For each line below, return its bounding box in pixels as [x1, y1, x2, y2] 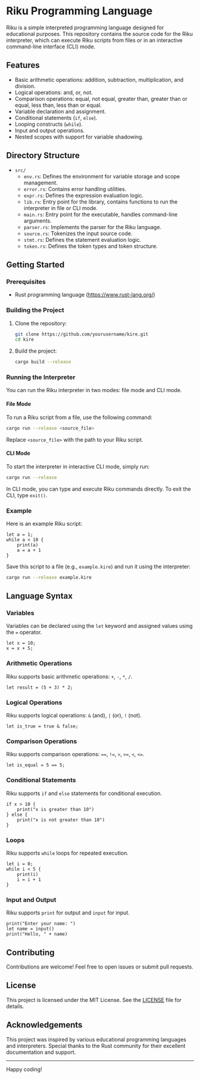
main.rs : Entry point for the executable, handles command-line [23, 211, 178, 218]
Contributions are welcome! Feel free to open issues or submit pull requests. [6, 963, 193, 970]
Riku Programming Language [6, 4, 153, 18]
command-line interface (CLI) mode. [6, 43, 96, 50]
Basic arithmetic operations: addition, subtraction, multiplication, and [14, 76, 183, 83]
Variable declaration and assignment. [14, 107, 106, 115]
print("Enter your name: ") [6, 921, 76, 927]
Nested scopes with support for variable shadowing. [14, 133, 144, 140]
